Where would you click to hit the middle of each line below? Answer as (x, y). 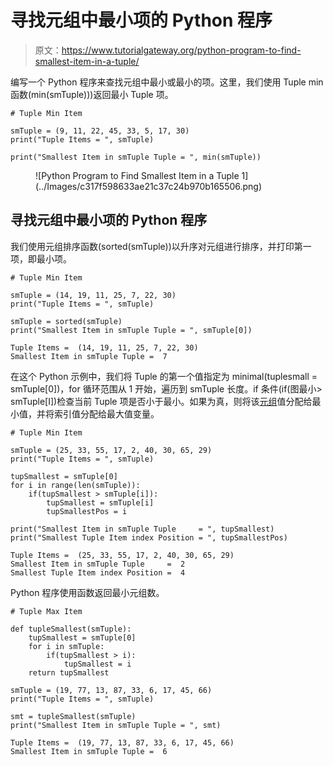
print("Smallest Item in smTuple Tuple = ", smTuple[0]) (131, 330)
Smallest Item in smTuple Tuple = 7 (89, 356)
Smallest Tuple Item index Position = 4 (98, 572)
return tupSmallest (69, 672)
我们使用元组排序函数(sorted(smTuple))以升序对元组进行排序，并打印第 (156, 246)
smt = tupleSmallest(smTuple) (73, 716)
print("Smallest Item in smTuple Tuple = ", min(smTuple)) (136, 157)
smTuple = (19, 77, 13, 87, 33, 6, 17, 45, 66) (111, 690)
